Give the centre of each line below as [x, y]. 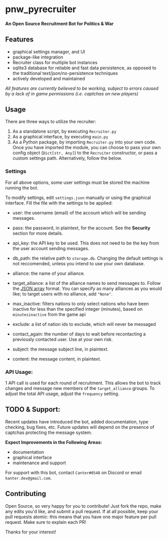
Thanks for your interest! [31, 532]
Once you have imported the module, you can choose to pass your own [87, 148]
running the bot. [22, 187]
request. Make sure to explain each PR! [46, 522]
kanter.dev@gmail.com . [28, 478]
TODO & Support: [33, 409]
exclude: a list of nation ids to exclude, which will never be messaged [84, 324]
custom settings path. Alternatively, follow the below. [67, 158]
